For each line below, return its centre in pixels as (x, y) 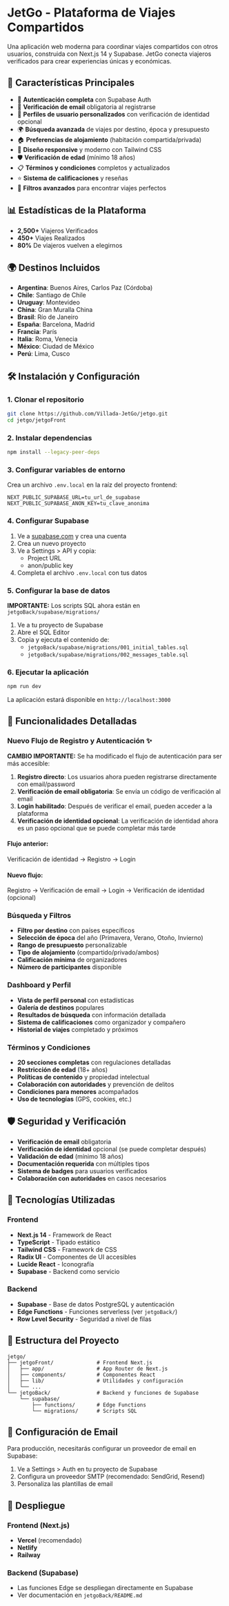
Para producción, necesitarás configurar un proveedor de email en (102, 1449)
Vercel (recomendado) (50, 1540)
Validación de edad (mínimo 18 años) (70, 1156)
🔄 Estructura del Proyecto (63, 1341)
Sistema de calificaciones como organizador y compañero (101, 1022)
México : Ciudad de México (56, 346)
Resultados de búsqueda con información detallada (91, 1015)
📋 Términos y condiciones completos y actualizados (93, 168)
